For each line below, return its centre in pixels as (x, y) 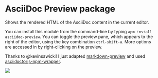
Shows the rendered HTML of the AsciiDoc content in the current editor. (77, 22)
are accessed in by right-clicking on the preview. (54, 47)
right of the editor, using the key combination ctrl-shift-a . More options (78, 41)
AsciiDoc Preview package (60, 9)
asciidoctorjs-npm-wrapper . (33, 61)
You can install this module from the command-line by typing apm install (79, 31)
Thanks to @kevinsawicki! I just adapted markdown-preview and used (75, 56)
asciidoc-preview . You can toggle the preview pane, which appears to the (79, 37)
